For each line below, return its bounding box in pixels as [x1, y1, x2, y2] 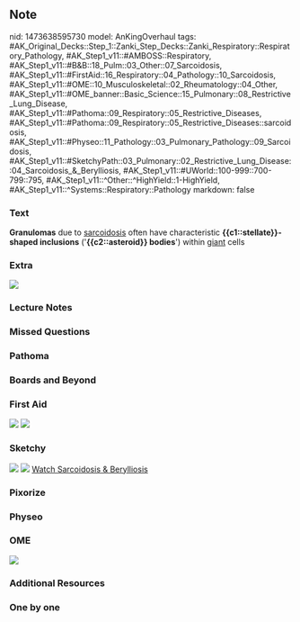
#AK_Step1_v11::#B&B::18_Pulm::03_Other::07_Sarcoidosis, [9, 59, 223, 70]
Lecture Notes [9, 302, 73, 314]
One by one [9, 600, 61, 613]
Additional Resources [9, 576, 105, 589]
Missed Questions [9, 326, 91, 338]
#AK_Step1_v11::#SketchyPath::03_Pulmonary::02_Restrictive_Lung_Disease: [9, 155, 292, 166]
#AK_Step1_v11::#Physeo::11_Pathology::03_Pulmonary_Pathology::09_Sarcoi [9, 136, 291, 147]
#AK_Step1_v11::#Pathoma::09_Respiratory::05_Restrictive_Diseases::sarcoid [9, 117, 292, 128]
